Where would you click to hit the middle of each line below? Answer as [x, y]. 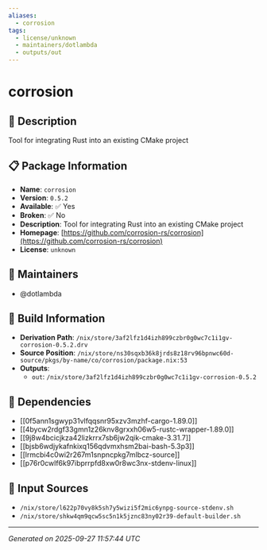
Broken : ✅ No [43, 215]
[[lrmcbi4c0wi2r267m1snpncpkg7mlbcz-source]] [100, 455]
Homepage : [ [42, 232]
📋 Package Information [68, 167]
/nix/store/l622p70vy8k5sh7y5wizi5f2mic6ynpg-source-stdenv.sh [127, 508]
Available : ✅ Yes [47, 206]
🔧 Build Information [57, 319]
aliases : [23, 15]
